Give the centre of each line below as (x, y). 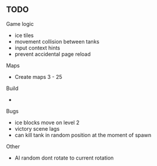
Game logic (20, 24)
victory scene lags (37, 128)
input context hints (37, 48)
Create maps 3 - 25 (38, 77)
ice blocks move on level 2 (47, 122)
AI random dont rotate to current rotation (64, 158)
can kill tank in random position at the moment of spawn (83, 135)
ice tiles (24, 35)
